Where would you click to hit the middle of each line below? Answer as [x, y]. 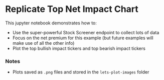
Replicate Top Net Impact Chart [72, 9]
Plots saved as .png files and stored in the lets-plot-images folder [81, 72]
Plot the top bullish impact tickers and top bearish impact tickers [79, 48]
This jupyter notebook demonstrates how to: [51, 23]
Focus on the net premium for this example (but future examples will [83, 38]
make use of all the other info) [43, 43]
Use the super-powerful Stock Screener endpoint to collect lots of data [86, 32]
